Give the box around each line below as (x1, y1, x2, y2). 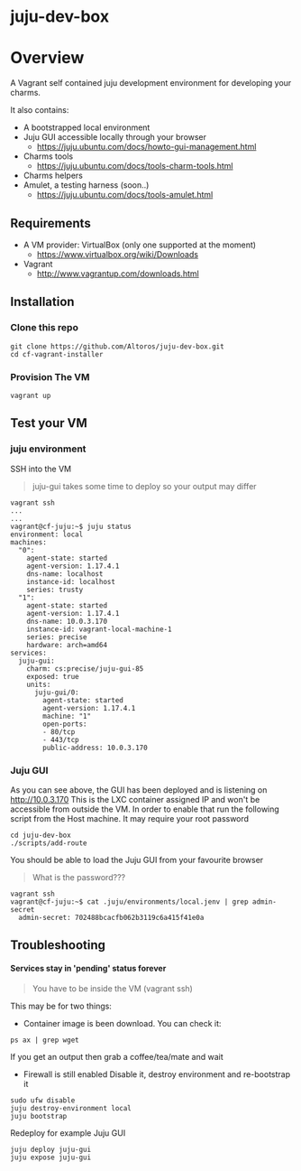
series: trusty (26, 585, 84, 594)
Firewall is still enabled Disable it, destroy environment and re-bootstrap (23, 1068, 291, 1080)
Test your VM (10, 415, 88, 431)
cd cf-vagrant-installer (10, 349, 104, 358)
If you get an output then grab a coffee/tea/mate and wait (10, 1051, 223, 1062)
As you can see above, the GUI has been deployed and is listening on (10, 784, 268, 795)
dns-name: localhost (26, 569, 104, 579)
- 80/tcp (42, 727, 76, 737)
